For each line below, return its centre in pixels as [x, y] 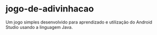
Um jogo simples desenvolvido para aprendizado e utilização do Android [79, 22]
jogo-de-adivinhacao [50, 9]
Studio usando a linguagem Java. [39, 27]
